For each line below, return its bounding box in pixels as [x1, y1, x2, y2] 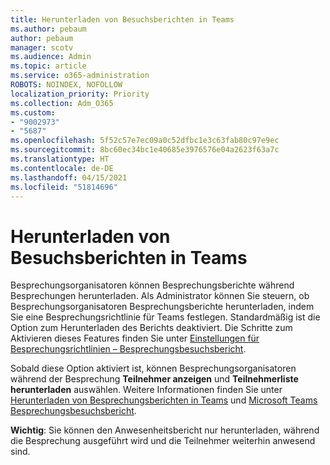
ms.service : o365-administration [10, 71, 150, 81]
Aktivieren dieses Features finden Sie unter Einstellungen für [10, 332, 260, 345]
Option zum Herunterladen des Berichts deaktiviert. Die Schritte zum [10, 322, 293, 334]
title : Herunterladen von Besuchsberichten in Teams [10, 14, 235, 25]
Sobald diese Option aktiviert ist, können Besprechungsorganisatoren [10, 362, 297, 375]
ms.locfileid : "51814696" [10, 182, 118, 192]
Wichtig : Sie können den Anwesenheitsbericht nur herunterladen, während [10, 424, 320, 436]
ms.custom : [10, 107, 56, 118]
